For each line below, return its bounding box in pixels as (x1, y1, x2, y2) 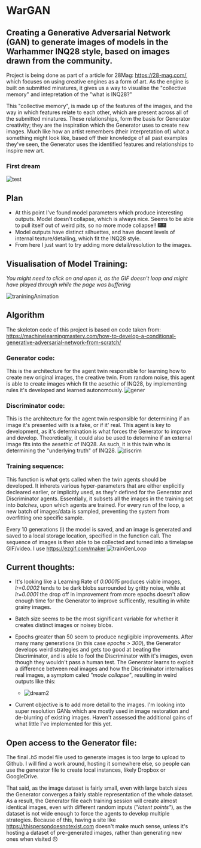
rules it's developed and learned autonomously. (6, 387, 124, 394)
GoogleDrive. (6, 773, 39, 780)
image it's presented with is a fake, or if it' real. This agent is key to (6, 422, 171, 429)
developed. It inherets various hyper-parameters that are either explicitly (6, 482, 185, 489)
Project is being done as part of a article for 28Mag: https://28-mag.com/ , (6, 71, 188, 79)
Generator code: (6, 354, 55, 362)
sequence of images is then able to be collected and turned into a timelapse (6, 538, 193, 545)
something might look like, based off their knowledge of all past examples (6, 135, 188, 141)
